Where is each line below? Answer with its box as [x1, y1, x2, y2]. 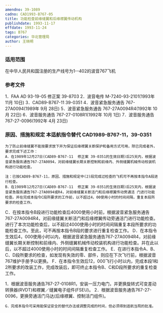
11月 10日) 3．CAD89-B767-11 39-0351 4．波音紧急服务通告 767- [5, 100, 135, 106]
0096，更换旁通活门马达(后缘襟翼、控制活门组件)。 [5, 293, 109, 299]
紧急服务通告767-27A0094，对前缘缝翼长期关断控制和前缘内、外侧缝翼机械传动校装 [8, 159, 152, 164]
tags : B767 [5, 30, 27, 35]
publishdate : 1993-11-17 [5, 21, 55, 26]
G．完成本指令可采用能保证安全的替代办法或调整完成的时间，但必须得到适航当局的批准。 [5, 304, 156, 309]
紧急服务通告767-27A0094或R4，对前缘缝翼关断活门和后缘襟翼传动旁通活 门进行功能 [8, 189, 155, 195]
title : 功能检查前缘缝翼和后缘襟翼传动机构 [5, 16, 82, 21]
